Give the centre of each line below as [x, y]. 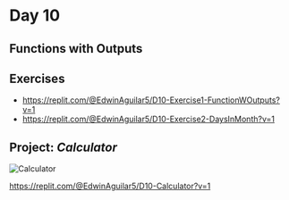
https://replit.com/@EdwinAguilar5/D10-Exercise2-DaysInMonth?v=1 [149, 119]
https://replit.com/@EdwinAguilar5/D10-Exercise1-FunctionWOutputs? [151, 100]
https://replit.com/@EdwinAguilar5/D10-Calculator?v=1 [110, 186]
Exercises [37, 78]
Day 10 [35, 16]
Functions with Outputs [76, 49]
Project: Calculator [64, 147]
